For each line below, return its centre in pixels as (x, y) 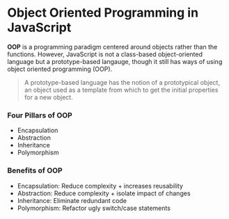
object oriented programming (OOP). (60, 69)
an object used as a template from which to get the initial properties (121, 90)
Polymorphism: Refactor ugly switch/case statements (94, 208)
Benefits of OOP (35, 170)
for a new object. (48, 97)
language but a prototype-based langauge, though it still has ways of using (115, 61)
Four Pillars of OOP (40, 115)
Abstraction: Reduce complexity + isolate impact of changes (104, 193)
